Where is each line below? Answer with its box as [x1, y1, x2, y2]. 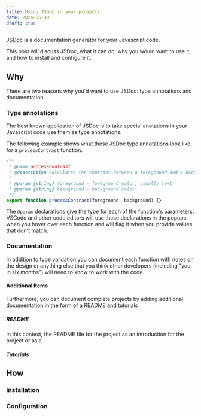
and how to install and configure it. [6, 54, 92, 62]
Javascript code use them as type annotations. [6, 129, 122, 136]
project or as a [6, 336, 42, 344]
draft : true [6, 20, 36, 26]
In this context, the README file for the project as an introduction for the [6, 330, 184, 338]
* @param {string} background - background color [8, 186, 135, 192]
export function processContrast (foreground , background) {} [6, 197, 162, 204]
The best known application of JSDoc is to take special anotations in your [6, 122, 187, 129]
